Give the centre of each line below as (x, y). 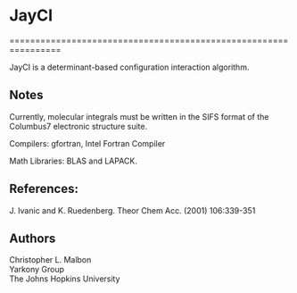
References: (44, 189)
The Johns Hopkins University (65, 279)
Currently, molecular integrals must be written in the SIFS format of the (139, 116)
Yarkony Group (37, 270)
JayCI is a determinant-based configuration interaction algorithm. (129, 67)
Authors (33, 238)
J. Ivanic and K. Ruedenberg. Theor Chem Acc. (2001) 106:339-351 (132, 210)
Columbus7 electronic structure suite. (78, 126)
